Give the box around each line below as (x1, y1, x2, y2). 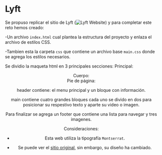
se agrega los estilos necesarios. (5, 53, 71, 59)
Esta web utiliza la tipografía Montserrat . (44, 135, 125, 141)
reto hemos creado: (5, 24, 44, 30)
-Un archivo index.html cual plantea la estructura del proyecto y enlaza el (5, 34, 152, 40)
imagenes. (71, 116, 92, 122)
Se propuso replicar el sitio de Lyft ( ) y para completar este (5, 19, 152, 25)
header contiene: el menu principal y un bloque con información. (16, 87, 146, 93)
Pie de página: (67, 78, 96, 84)
